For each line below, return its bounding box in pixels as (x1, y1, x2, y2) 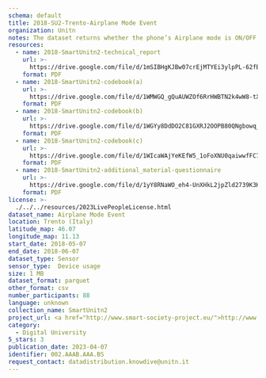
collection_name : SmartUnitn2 (8, 306, 108, 314)
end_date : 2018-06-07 (8, 247, 80, 255)
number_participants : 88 (8, 292, 90, 300)
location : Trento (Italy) (8, 218, 93, 226)
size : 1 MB (8, 269, 44, 277)
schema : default (8, 11, 62, 20)
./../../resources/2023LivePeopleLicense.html (15, 203, 172, 211)
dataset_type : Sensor (8, 254, 80, 262)
